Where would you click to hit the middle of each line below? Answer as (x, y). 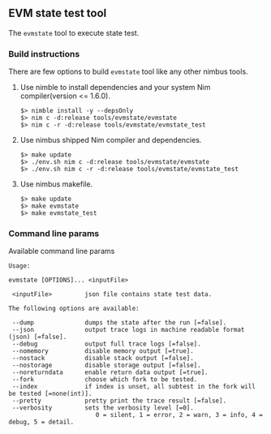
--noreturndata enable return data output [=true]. (110, 372)
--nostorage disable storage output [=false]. (106, 365)
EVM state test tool (58, 13)
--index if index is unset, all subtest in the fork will (133, 387)
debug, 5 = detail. (41, 422)
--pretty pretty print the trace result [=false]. (119, 401)
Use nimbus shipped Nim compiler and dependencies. (111, 140)
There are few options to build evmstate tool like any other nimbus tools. (129, 71)
